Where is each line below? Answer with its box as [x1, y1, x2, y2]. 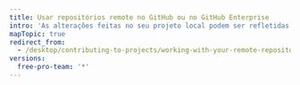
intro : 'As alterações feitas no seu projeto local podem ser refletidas [9, 21, 290, 30]
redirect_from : [9, 37, 66, 47]
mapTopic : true [9, 29, 66, 38]
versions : [9, 54, 46, 63]
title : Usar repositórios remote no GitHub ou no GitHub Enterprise [9, 12, 270, 22]
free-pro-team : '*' [17, 63, 90, 72]
